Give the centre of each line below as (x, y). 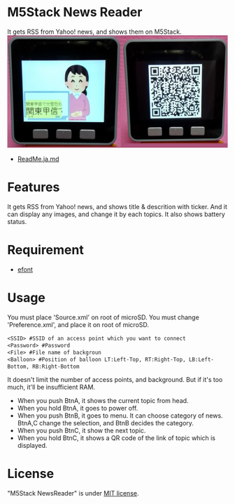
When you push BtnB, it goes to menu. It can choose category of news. (120, 416)
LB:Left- (201, 359)
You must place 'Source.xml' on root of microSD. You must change (103, 317)
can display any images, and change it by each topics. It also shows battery (116, 214)
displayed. (32, 445)
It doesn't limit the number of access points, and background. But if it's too (115, 379)
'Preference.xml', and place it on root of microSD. (78, 324)
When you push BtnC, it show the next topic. (81, 430)
